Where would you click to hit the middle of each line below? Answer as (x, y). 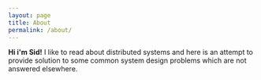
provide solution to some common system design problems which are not (127, 60)
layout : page (30, 15)
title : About (30, 23)
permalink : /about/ (40, 30)
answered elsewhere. (43, 69)
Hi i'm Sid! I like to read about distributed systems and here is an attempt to (131, 53)
